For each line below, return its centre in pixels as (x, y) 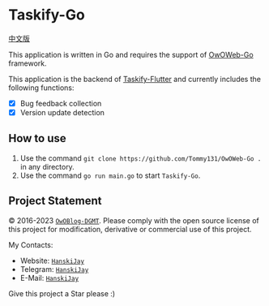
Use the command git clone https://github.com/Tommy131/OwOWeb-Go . (141, 158)
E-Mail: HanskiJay (49, 278)
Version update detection (62, 112)
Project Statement (55, 201)
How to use (37, 138)
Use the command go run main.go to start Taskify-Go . (110, 175)
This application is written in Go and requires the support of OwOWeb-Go (131, 54)
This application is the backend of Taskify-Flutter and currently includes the (135, 79)
